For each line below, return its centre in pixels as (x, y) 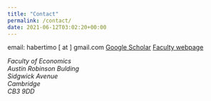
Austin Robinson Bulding (43, 69)
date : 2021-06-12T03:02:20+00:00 (57, 27)
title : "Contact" (33, 14)
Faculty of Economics (39, 61)
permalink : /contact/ (40, 21)
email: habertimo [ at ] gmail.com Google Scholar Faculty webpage (105, 48)
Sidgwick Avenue (33, 76)
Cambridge (24, 84)
